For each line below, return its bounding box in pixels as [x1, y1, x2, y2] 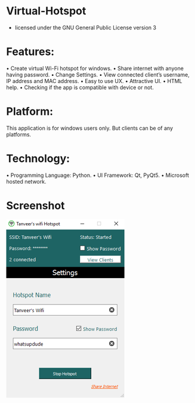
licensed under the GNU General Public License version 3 [14, 24, 157, 31]
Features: [6, 45, 55, 59]
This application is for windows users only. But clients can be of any [6, 124, 174, 132]
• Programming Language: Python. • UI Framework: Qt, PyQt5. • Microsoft [6, 172, 190, 179]
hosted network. [6, 178, 47, 185]
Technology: [6, 152, 70, 165]
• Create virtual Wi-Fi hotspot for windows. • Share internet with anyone [6, 65, 184, 72]
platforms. [6, 130, 32, 138]
